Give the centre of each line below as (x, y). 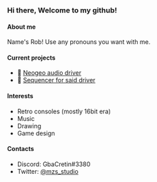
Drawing (29, 126)
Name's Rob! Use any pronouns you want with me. (79, 42)
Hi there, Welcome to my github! (62, 10)
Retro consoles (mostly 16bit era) (64, 111)
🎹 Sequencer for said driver (56, 80)
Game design (36, 133)
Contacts (21, 149)
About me (22, 27)
